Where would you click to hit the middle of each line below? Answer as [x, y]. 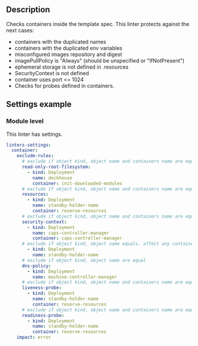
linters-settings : [29, 145]
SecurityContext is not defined [52, 73]
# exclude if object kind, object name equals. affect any [95, 244]
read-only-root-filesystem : [56, 167]
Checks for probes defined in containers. [65, 86]
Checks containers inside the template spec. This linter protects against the [98, 24]
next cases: [20, 30]
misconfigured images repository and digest [68, 54]
